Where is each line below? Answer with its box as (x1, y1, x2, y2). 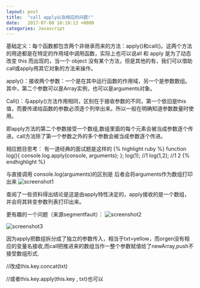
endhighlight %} (6, 159, 46, 166)
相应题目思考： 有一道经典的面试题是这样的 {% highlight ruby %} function (6, 145, 186, 153)
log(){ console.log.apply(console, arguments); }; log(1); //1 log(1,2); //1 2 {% (6, 152, 190, 159)
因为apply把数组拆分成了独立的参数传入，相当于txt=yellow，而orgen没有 (6, 235, 185, 242)
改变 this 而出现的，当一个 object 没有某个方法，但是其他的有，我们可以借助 (6, 57, 193, 64)
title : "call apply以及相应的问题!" (6, 14, 93, 20)
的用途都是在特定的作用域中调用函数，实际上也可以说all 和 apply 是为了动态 (6, 50, 192, 57)
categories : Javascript (6, 25, 65, 32)
